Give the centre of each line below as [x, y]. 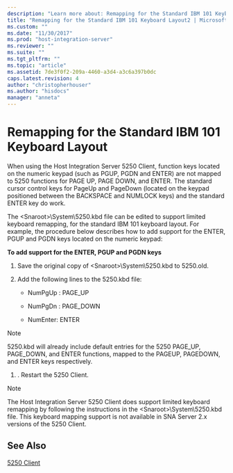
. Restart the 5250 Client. [53, 375]
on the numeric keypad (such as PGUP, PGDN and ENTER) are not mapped [114, 173]
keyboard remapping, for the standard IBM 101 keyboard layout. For [103, 224]
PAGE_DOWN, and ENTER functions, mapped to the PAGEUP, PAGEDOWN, [114, 354]
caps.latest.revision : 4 [43, 78]
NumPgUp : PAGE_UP [58, 292]
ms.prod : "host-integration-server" [60, 40]
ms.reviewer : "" [31, 46]
